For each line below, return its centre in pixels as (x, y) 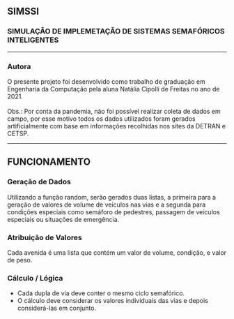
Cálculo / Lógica (35, 278)
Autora (19, 66)
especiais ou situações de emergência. (63, 219)
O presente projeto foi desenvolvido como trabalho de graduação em (106, 81)
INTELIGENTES (33, 40)
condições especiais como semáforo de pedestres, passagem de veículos (114, 212)
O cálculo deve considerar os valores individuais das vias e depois (113, 301)
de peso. (20, 260)
